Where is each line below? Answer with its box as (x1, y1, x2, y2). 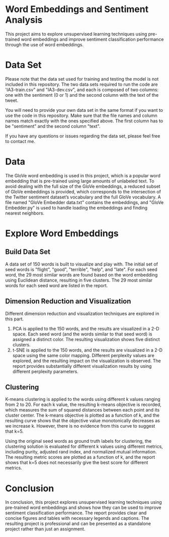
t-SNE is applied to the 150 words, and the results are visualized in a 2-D (12, 347, 162, 353)
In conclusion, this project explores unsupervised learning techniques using (5, 499, 162, 505)
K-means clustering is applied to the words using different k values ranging (5, 396, 161, 402)
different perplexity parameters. (12, 368, 79, 374)
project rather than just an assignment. (5, 526, 86, 532)
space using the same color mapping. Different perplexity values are (12, 352, 154, 358)
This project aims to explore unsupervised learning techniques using (5, 31, 147, 37)
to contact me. (5, 138, 35, 144)
